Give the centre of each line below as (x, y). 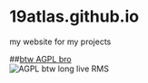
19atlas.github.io (74, 17)
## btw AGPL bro (40, 59)
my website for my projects (60, 41)
